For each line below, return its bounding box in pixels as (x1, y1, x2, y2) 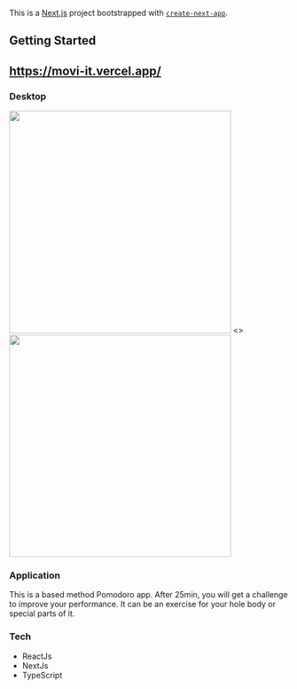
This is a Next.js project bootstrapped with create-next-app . (9, 8, 229, 18)
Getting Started (9, 33, 97, 48)
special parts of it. (9, 608, 75, 619)
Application (9, 569, 60, 581)
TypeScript (21, 669, 63, 680)
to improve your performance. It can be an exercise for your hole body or (9, 599, 277, 610)
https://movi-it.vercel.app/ (9, 63, 161, 78)
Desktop (9, 90, 47, 102)
